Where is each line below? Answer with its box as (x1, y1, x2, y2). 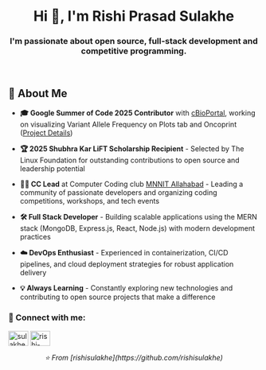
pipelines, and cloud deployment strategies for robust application (19, 259, 234, 269)
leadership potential (19, 164, 85, 173)
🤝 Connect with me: (8, 312, 86, 323)
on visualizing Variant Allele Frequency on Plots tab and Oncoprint (19, 119, 237, 130)
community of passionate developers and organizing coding (19, 188, 217, 197)
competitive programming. (80, 45, 187, 56)
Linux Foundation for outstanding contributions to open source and (19, 155, 241, 166)
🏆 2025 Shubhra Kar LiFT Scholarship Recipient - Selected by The (19, 144, 244, 154)
